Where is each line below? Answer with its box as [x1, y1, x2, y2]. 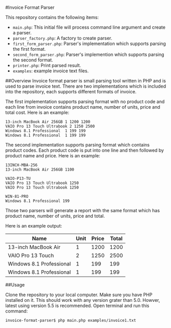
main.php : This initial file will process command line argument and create [12, 24, 165, 30]
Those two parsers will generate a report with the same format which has [5, 208, 160, 213]
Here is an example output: [5, 223, 62, 229]
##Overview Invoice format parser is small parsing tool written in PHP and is [5, 78, 166, 84]
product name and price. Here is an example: [5, 153, 101, 158]
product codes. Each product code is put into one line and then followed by [5, 147, 164, 153]
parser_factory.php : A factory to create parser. [12, 35, 113, 41]
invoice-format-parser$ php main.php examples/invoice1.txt [5, 318, 137, 323]
